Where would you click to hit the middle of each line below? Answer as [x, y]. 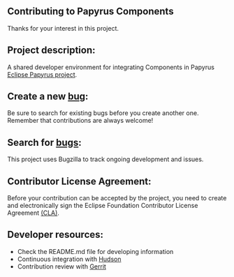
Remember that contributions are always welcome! [80, 121]
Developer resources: [55, 235]
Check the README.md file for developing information [95, 251]
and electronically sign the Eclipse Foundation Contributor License [103, 206]
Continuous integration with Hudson [69, 259]
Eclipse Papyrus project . [42, 74]
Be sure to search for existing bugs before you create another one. [103, 113]
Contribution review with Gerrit [62, 266]
